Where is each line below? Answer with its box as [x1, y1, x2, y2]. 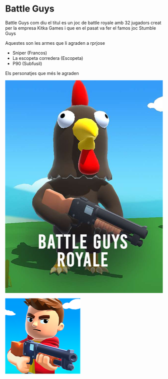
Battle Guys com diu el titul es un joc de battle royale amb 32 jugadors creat [5, 20, 161, 26]
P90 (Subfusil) [12, 60, 42, 66]
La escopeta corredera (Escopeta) [12, 55, 83, 61]
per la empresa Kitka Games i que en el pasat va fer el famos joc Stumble [5, 25, 156, 31]
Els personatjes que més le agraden [5, 70, 79, 76]
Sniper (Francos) [12, 50, 47, 56]
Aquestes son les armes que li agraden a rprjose [5, 40, 105, 46]
